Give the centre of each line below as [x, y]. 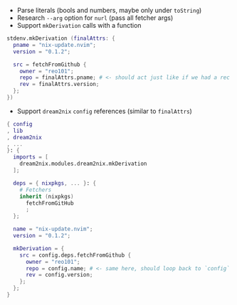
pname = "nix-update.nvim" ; [55, 45]
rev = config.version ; [59, 275]
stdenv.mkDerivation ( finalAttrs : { [61, 38]
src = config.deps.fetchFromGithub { [75, 255]
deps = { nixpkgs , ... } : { [55, 183]
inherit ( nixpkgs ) [47, 196]
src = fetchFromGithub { [50, 64]
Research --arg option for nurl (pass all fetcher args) [95, 18]
